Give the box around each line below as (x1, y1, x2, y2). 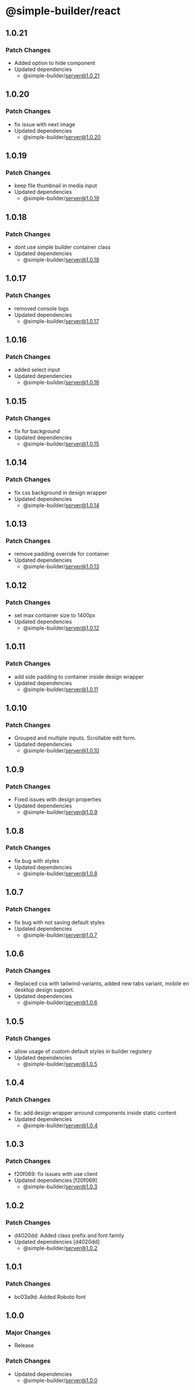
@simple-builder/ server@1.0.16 (23, 379, 99, 386)
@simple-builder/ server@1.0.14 (23, 501, 99, 509)
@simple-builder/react (5, 4, 121, 18)
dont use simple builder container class (14, 243, 111, 250)
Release (14, 1342, 34, 1349)
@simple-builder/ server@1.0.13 (23, 563, 99, 570)
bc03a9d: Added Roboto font (14, 1293, 86, 1301)
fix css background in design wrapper (14, 489, 108, 496)
